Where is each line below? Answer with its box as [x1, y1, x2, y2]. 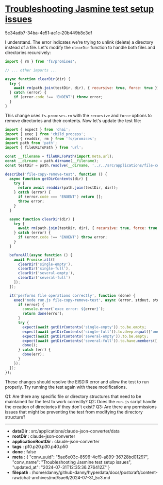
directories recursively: [5, 50, 51, 55]
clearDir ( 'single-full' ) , [17, 266, 70, 271]
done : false [12, 449, 36, 454]
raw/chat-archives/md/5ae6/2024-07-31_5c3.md [12, 474, 111, 480]
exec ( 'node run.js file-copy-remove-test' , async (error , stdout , [14, 298, 151, 303]
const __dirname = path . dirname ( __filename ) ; [5, 159, 98, 163]
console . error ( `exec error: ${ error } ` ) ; [22, 306, 105, 312]
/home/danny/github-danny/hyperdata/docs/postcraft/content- [32, 469, 158, 475]
